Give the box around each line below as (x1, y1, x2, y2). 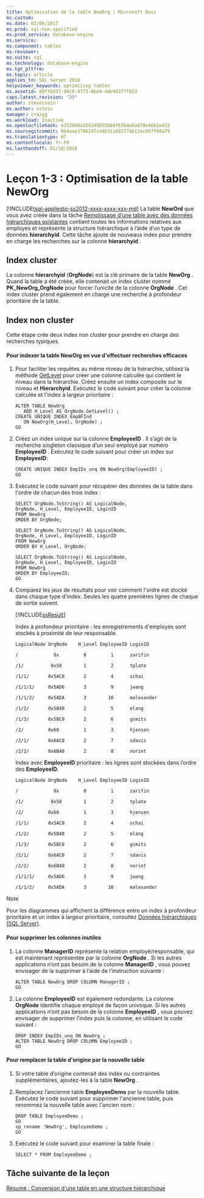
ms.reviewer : (6, 49, 40, 55)
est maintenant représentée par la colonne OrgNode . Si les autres (15, 954, 182, 961)
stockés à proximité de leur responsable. (15, 630, 118, 637)
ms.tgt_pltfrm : (6, 65, 45, 72)
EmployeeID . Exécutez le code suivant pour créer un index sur (15, 448, 174, 455)
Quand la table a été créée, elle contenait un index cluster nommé (6, 277, 172, 285)
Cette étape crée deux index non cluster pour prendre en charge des (6, 331, 179, 339)
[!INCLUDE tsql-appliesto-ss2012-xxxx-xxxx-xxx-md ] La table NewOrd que (6, 205, 194, 212)
